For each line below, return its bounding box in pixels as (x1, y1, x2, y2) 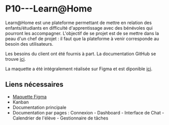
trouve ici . (5, 56, 26, 62)
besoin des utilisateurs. (5, 41, 54, 47)
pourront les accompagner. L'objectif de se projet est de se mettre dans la (5, 30, 159, 36)
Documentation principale (12, 104, 67, 110)
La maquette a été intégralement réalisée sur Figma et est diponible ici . (5, 66, 153, 72)
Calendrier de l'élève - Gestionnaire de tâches (12, 115, 108, 121)
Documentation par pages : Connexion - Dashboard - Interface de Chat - (12, 109, 164, 115)
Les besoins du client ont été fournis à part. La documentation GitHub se (5, 51, 156, 57)
